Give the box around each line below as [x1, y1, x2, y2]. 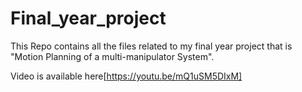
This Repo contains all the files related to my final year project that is [10, 40, 293, 52]
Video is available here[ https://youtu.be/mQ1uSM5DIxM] [10, 70, 243, 82]
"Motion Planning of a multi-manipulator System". [10, 50, 215, 62]
